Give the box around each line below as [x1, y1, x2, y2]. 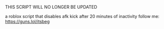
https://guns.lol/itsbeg [5, 19, 50, 24]
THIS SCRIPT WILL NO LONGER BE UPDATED [5, 4, 97, 10]
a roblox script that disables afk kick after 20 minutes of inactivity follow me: [5, 14, 160, 19]
